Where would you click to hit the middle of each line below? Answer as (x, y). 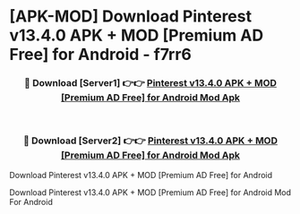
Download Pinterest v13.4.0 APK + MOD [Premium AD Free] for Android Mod (150, 192)
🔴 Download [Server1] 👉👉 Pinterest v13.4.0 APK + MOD (150, 83)
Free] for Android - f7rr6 (101, 55)
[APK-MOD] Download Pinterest (131, 17)
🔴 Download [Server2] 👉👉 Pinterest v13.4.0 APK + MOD (150, 141)
